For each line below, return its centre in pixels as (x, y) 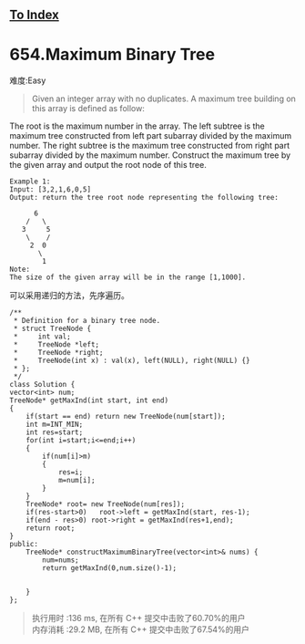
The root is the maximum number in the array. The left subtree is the (137, 126)
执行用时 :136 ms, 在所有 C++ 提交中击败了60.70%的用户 (138, 618)
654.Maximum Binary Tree (112, 54)
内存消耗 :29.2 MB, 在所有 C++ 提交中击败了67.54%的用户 (141, 629)
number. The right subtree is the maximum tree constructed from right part (150, 146)
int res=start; (55, 432)
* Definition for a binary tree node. (87, 321)
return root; (51, 528)
